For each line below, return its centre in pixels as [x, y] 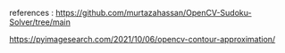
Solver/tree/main [40, 22]
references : [32, 13]
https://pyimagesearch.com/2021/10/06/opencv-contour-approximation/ [142, 39]
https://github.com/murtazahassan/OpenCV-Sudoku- [154, 13]
